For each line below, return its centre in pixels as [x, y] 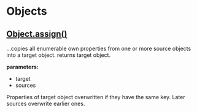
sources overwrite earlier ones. [46, 103]
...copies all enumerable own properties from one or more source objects [99, 48]
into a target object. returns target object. [59, 55]
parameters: [22, 67]
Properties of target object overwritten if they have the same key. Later [96, 97]
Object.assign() [37, 34]
